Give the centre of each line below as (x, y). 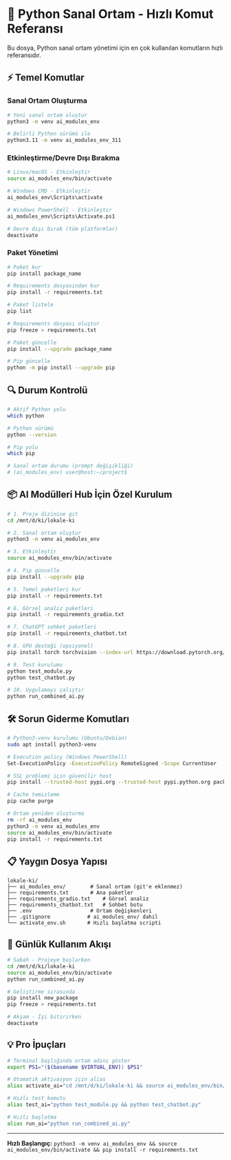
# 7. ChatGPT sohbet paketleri (52, 627)
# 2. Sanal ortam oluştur (44, 533)
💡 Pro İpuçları (36, 1045)
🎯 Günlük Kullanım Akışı (59, 944)
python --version (32, 435)
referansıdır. (24, 55)
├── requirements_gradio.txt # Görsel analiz (78, 899)
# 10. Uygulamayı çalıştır (46, 690)
